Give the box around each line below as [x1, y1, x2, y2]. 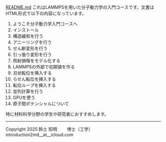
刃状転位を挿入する [12, 70, 52, 76]
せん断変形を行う [12, 46, 48, 51]
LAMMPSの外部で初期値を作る [12, 64, 75, 70]
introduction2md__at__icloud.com [5, 132, 73, 138]
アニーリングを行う [12, 39, 52, 45]
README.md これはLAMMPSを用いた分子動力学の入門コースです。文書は [5, 4, 154, 10]
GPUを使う [12, 95, 35, 100]
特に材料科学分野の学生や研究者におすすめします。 [5, 111, 109, 117]
